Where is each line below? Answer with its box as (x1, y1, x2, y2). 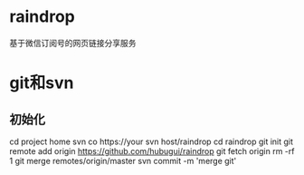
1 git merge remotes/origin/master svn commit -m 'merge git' (9, 155, 237, 166)
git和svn (9, 73, 74, 93)
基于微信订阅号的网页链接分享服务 (9, 37, 137, 48)
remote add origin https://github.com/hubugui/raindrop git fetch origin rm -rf (9, 145, 295, 156)
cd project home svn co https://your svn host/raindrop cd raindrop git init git (9, 136, 294, 147)
